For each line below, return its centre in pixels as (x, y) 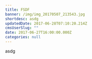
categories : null (23, 37)
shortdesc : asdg (22, 19)
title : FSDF (17, 10)
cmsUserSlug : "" (22, 28)
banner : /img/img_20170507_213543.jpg (45, 14)
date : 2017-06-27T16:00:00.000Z (38, 32)
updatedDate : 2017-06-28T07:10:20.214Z (46, 23)
